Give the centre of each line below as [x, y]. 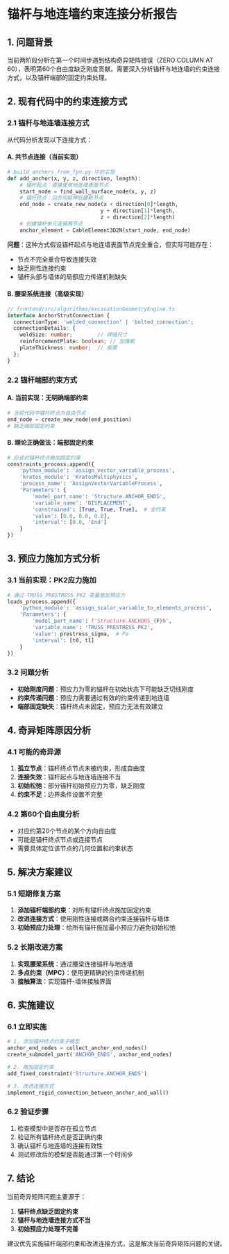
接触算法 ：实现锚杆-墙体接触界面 [65, 981]
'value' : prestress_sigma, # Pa [80, 634]
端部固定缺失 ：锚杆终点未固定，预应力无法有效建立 [90, 706]
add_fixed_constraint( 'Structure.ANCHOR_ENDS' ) [77, 1073]
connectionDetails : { [45, 328]
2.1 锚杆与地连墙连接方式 [48, 123]
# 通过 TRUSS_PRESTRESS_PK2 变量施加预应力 [66, 595]
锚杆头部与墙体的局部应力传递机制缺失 [72, 276]
